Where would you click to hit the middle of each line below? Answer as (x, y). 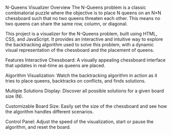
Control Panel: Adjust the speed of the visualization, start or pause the (80, 122)
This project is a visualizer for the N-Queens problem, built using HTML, (81, 34)
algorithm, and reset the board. (38, 127)
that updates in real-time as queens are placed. (55, 65)
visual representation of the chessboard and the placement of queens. (80, 50)
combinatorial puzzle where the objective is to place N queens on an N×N (83, 13)
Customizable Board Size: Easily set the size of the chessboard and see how (86, 106)
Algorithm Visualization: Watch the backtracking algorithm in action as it (81, 75)
